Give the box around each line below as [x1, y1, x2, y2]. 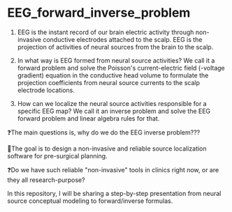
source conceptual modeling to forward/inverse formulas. [7, 197, 173, 205]
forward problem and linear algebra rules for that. [17, 114, 160, 123]
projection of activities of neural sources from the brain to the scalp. [17, 43, 214, 51]
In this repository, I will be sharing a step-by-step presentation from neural [7, 189, 222, 197]
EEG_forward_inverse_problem [7, 5, 191, 21]
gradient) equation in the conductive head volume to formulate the [17, 71, 209, 79]
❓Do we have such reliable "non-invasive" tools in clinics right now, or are [7, 165, 219, 174]
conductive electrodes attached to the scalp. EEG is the [43, 35, 203, 43]
